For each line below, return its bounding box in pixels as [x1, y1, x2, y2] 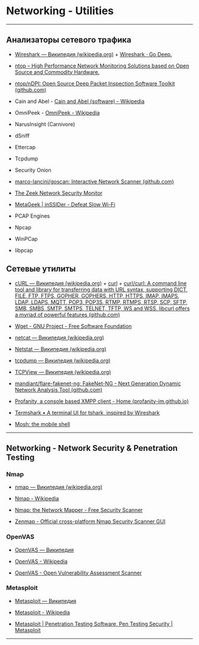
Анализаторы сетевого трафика [6, 35, 131, 45]
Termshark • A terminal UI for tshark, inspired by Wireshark [14, 409, 160, 416]
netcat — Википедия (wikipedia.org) [14, 334, 105, 341]
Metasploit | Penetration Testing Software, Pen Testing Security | [14, 620, 173, 627]
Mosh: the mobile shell [14, 420, 70, 427]
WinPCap [14, 235, 38, 242]
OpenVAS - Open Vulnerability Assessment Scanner [14, 569, 142, 576]
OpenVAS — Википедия [14, 546, 74, 553]
